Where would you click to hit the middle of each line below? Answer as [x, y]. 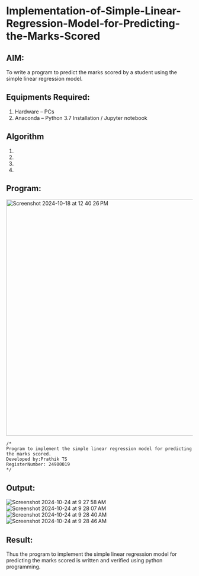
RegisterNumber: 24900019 [38, 464]
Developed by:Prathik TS [37, 459]
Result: [20, 539]
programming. [23, 567]
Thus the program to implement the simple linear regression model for [92, 554]
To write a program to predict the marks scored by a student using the [92, 72]
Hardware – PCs [34, 112]
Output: [21, 488]
